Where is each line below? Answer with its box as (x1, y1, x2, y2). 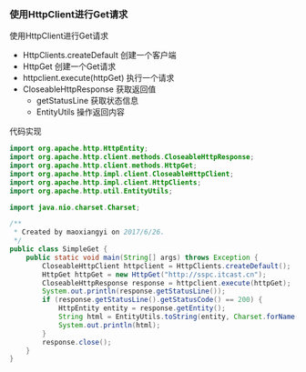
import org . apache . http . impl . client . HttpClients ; (9, 177, 202, 187)
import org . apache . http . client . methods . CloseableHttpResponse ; (9, 153, 255, 162)
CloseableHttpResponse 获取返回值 (22, 84, 157, 95)
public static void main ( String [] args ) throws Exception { (25, 253, 259, 262)
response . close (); (42, 337, 112, 347)
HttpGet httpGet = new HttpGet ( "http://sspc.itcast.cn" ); (42, 270, 267, 279)
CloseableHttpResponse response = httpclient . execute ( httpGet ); (42, 278, 291, 287)
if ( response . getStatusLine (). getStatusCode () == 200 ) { (42, 296, 263, 305)
